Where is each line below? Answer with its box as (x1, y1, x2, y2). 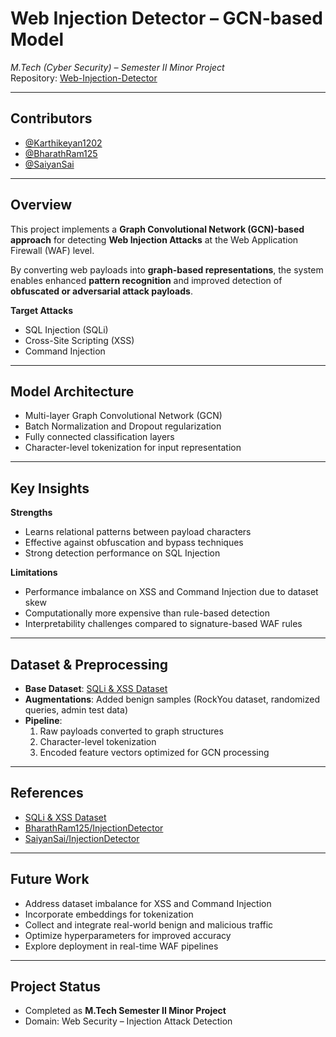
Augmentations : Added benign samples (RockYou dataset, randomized (24, 693, 320, 705)
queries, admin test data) (24, 704, 128, 716)
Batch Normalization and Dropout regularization (24, 420, 222, 432)
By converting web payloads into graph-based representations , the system (10, 263, 324, 276)
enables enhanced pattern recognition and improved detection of (10, 274, 283, 286)
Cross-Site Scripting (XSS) (24, 334, 135, 346)
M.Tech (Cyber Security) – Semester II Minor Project (10, 61, 225, 73)
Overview (10, 197, 73, 214)
